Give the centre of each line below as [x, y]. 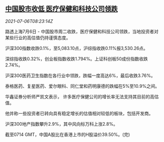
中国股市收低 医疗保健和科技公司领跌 [61, 9]
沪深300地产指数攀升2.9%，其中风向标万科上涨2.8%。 [61, 124]
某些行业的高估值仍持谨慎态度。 [38, 37]
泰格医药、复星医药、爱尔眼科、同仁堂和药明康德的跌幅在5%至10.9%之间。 [82, 86]
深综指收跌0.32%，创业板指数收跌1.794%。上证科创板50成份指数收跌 [77, 59]
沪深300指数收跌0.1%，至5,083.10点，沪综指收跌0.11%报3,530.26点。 [77, 48]
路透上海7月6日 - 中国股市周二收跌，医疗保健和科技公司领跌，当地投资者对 [82, 31]
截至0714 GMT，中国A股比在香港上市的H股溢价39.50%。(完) [68, 134]
